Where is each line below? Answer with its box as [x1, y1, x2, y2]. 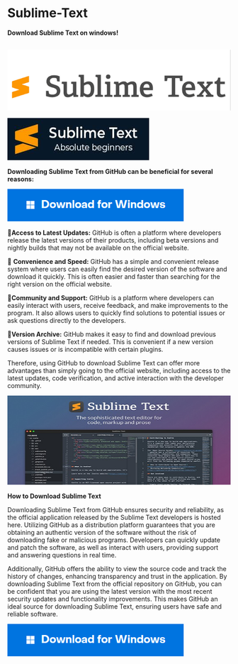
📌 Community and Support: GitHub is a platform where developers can [7, 293, 215, 302]
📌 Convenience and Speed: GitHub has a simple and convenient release [7, 257, 220, 265]
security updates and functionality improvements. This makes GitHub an [7, 594, 218, 604]
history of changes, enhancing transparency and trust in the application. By [7, 572, 227, 581]
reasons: [7, 175, 34, 183]
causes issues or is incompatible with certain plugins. [7, 345, 164, 353]
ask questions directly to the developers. [7, 316, 126, 324]
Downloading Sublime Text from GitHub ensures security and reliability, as [7, 506, 225, 514]
